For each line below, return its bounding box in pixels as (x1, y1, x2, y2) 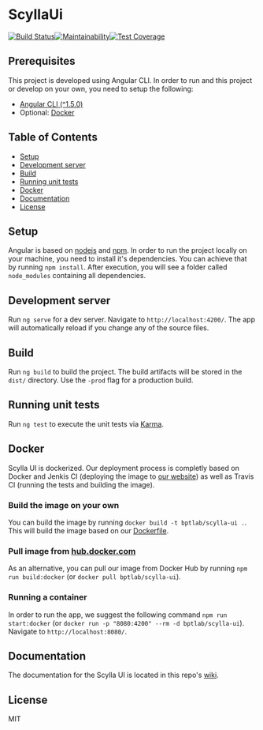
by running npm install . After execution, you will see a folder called (8, 262, 228, 272)
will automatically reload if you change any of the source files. (8, 323, 209, 333)
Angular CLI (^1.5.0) (19, 99, 83, 108)
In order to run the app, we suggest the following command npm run (8, 610, 228, 619)
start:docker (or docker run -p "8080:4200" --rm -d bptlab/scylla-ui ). (8, 618, 245, 627)
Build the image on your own (8, 499, 120, 510)
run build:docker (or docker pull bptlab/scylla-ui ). (8, 572, 181, 581)
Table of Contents (8, 130, 98, 144)
